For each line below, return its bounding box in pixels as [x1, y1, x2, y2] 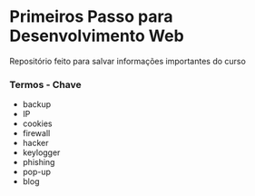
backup [22, 99, 52, 110]
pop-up [22, 166, 52, 178]
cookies [22, 118, 53, 129]
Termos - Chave [9, 78, 82, 91]
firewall [22, 128, 51, 139]
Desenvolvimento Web [9, 25, 184, 46]
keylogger [22, 147, 61, 158]
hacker [22, 138, 49, 149]
